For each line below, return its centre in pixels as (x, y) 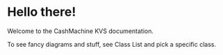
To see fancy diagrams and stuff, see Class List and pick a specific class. (112, 44)
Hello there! (42, 12)
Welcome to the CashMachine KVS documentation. (81, 31)
